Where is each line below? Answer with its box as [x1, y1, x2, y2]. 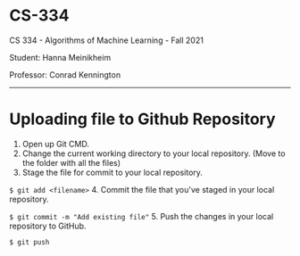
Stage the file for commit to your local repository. [21, 167, 204, 178]
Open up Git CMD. [21, 138, 89, 149]
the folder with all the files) [21, 157, 121, 168]
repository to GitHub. [9, 220, 87, 231]
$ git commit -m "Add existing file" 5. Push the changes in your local [9, 211, 274, 221]
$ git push [9, 237, 50, 246]
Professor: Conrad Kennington [9, 69, 121, 80]
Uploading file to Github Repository [9, 109, 276, 129]
